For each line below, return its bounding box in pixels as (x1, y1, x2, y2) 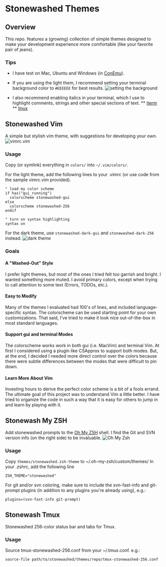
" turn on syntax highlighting (5, 217, 70, 222)
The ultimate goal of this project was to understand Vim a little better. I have (5, 391, 160, 397)
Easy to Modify (5, 293, 37, 299)
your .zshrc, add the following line (5, 464, 74, 470)
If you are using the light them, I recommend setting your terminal (12, 80, 146, 86)
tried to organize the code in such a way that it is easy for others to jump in (5, 396, 158, 403)
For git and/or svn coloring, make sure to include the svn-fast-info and (5, 482, 149, 488)
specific (5, 309, 22, 315)
